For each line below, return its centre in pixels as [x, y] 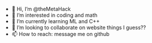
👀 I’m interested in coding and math [55, 15]
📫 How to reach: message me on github [60, 34]
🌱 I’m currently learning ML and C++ [55, 21]
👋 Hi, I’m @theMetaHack [41, 9]
